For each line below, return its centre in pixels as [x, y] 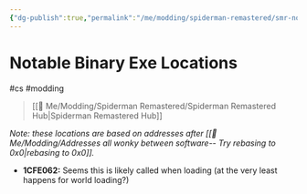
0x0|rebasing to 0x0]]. [52, 152]
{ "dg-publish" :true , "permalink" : [73, 18]
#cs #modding [37, 88]
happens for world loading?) [76, 179]
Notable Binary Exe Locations [123, 62]
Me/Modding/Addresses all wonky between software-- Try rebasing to [143, 143]
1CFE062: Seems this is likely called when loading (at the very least [150, 170]
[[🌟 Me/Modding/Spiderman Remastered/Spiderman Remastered [154, 106]
